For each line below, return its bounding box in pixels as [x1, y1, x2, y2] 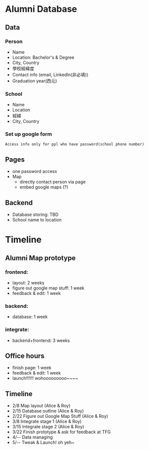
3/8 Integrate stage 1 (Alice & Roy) [12, 418, 82, 424]
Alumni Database [5, 3, 77, 15]
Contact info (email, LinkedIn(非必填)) [12, 72, 89, 78]
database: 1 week [12, 314, 48, 320]
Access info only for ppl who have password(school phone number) [5, 142, 145, 147]
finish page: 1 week [12, 365, 52, 371]
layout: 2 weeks [12, 280, 44, 286]
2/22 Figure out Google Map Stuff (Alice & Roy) [12, 413, 109, 419]
